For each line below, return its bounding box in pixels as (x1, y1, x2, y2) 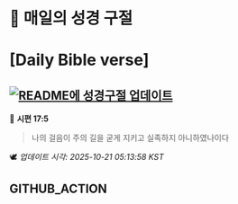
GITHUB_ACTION (9, 181, 108, 196)
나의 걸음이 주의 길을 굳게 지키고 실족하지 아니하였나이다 (31, 132, 230, 144)
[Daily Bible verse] (9, 50, 150, 70)
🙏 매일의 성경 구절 (9, 8, 133, 29)
